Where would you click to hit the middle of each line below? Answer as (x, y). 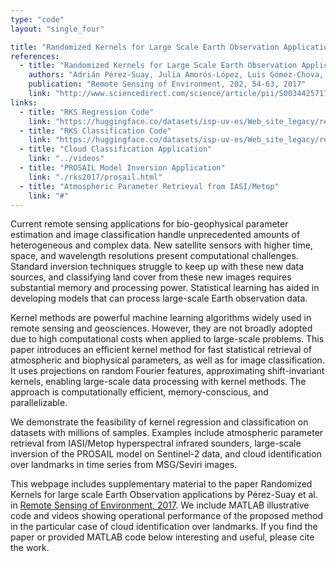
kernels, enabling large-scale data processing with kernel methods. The (158, 382)
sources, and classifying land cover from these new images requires (151, 277)
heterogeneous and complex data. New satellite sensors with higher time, (161, 245)
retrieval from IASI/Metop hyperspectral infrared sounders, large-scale (156, 443)
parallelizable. (39, 403)
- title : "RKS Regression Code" (87, 112)
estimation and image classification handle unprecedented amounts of (155, 235)
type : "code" (37, 19)
